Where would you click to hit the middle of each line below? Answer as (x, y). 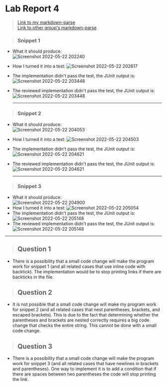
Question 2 (35, 292)
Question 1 (34, 249)
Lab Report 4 (32, 9)
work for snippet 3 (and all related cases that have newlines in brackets (85, 364)
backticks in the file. (33, 277)
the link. (20, 380)
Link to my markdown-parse (46, 22)
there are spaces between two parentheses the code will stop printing (84, 374)
